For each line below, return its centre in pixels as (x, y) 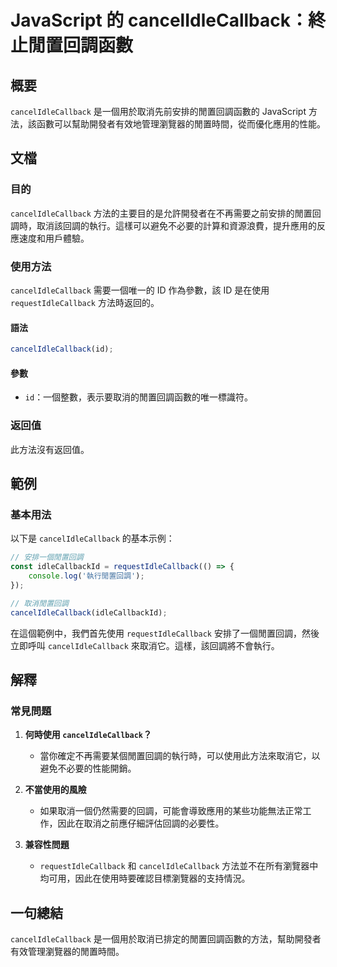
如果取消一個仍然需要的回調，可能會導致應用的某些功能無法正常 (171, 811)
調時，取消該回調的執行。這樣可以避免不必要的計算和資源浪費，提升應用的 (163, 225)
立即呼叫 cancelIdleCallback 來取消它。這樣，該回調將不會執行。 (145, 645)
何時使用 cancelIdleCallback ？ (88, 735)
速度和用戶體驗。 (54, 238)
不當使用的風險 (55, 790)
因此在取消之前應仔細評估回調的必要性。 (141, 823)
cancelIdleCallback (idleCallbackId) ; (89, 612)
